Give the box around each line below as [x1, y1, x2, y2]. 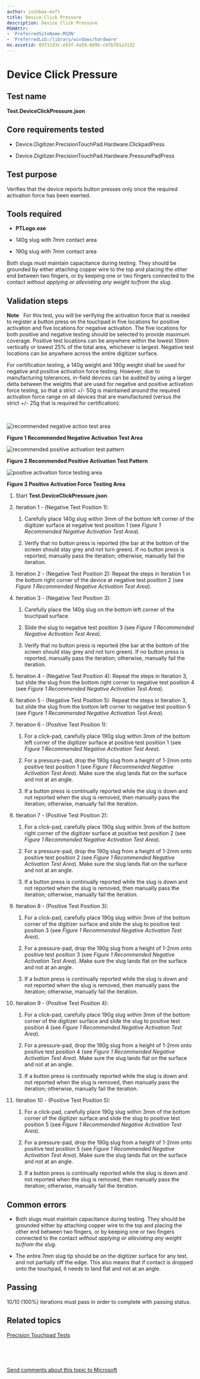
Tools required [7, 209, 62, 219]
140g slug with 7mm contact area [15, 237, 97, 244]
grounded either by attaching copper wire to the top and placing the [15, 1221, 182, 1228]
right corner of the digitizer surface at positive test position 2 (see [24, 830, 186, 837]
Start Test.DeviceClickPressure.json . [15, 492, 109, 499]
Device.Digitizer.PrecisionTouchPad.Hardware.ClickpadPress [15, 140, 165, 148]
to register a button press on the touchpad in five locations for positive [7, 318, 180, 326]
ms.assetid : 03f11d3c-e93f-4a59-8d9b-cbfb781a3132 [7, 42, 135, 48]
